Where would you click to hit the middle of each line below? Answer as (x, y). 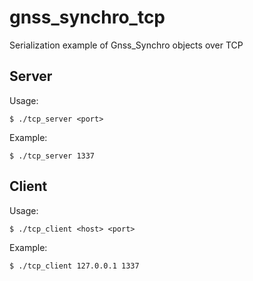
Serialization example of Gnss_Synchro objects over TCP (126, 45)
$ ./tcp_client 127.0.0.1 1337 (74, 266)
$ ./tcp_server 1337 (52, 156)
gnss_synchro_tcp (87, 17)
